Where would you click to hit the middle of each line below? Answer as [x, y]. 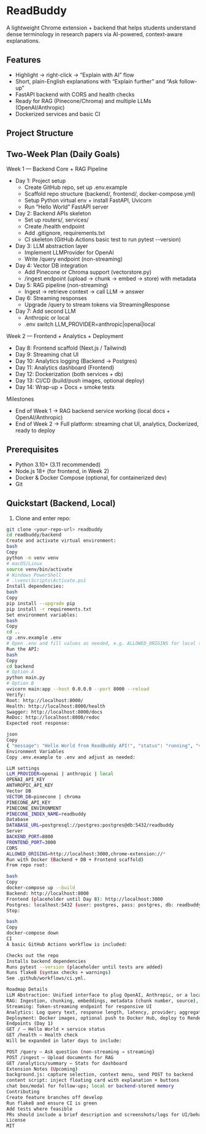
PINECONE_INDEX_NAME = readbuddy [46, 814]
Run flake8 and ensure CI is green [52, 1103]
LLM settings [23, 768]
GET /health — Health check [42, 1035]
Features [24, 60]
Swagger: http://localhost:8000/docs [55, 712]
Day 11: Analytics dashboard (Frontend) [65, 367]
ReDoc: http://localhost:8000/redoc [53, 718]
